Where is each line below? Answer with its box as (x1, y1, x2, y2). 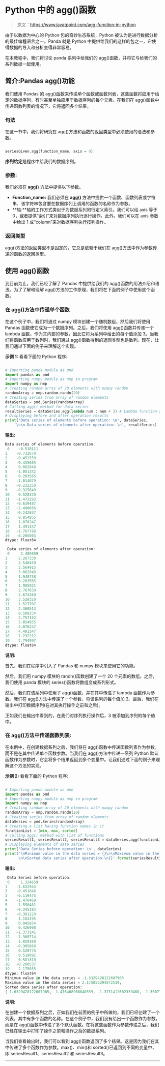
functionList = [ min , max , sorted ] (5, 828, 78, 833)
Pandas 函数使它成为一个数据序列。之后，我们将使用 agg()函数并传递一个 (5, 325, 154, 330)
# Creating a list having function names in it (5, 824, 105, 829)
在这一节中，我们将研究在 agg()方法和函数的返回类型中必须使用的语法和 (5, 129, 151, 135)
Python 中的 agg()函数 (5, 4, 96, 16)
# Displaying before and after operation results (5, 414, 109, 418)
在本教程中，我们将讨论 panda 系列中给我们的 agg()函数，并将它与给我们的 (5, 55, 157, 60)
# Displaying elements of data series (5, 842, 84, 847)
